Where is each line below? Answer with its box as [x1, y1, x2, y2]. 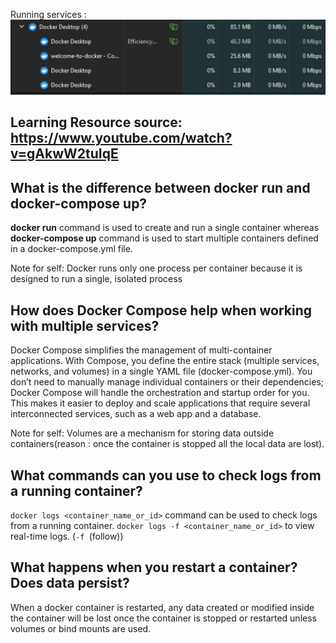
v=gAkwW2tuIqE [10, 145, 119, 163]
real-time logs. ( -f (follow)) [10, 530, 124, 542]
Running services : [10, 9, 87, 20]
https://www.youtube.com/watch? [10, 130, 233, 147]
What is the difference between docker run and [10, 179, 311, 196]
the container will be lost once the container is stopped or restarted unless [10, 612, 317, 624]
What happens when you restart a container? [10, 559, 298, 576]
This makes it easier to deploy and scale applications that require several [10, 397, 311, 409]
